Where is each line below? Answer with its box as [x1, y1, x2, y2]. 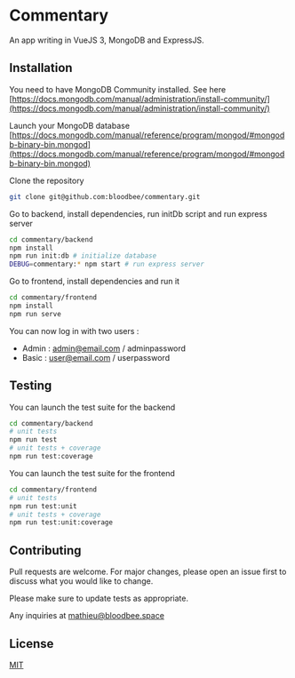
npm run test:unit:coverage [9, 518, 114, 527]
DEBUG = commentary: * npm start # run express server [9, 259, 204, 269]
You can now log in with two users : [9, 325, 140, 336]
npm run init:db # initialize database [9, 251, 157, 260]
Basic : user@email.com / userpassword [21, 352, 171, 363]
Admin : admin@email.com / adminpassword [21, 343, 187, 354]
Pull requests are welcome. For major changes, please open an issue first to [9, 566, 287, 578]
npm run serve [9, 309, 62, 318]
